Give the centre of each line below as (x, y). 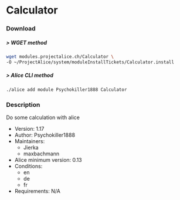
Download (21, 29)
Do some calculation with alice (43, 117)
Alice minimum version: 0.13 (48, 160)
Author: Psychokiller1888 (45, 135)
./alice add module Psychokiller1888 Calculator (67, 89)
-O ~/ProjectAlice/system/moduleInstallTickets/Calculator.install (90, 62)
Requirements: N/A (37, 191)
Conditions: (28, 166)
